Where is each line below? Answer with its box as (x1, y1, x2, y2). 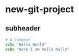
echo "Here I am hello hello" (5, 47, 70, 52)
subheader (5, 24, 41, 33)
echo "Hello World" (5, 42, 47, 47)
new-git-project (5, 4, 74, 15)
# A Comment (5, 37, 31, 42)
